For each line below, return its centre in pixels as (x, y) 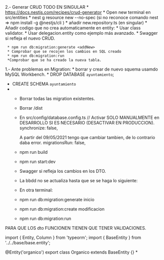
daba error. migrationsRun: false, (52, 142)
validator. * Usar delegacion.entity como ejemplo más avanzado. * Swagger (82, 33)
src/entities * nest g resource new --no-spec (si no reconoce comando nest (82, 17)
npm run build (34, 152)
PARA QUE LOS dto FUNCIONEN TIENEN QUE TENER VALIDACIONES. (76, 228)
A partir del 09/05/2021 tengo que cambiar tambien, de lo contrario (87, 137)
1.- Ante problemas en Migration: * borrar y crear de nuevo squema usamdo (82, 69)
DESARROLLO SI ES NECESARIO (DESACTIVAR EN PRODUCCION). (87, 123)
